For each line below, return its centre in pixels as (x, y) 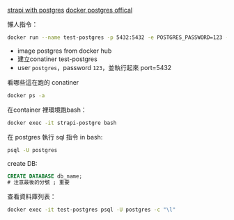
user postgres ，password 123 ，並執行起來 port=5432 (94, 67)
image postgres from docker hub (64, 51)
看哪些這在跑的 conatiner (43, 82)
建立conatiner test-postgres (57, 59)
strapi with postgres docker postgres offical (70, 10)
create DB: (23, 163)
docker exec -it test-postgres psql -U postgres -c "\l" (92, 210)
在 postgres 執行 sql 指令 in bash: (55, 137)
